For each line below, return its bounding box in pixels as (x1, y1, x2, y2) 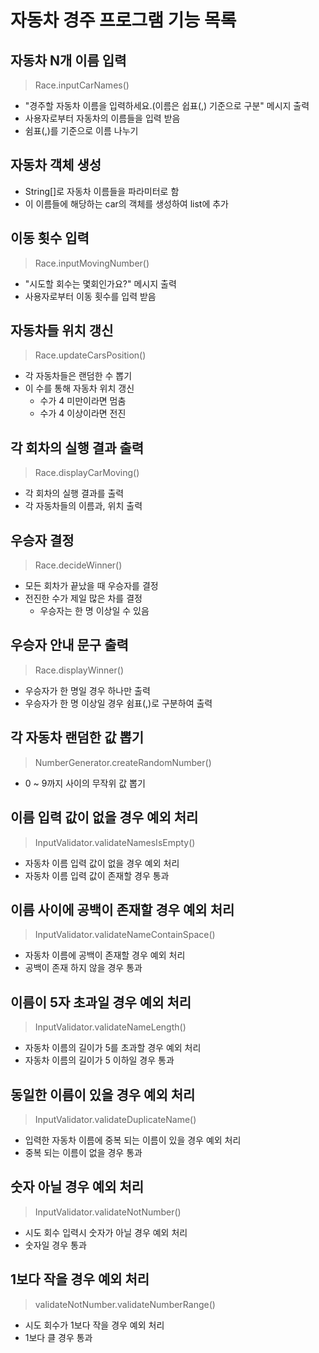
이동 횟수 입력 (10, 230, 90, 247)
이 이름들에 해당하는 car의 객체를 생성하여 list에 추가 (24, 197, 229, 210)
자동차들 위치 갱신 (10, 322, 114, 340)
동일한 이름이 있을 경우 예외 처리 (10, 1086, 196, 1103)
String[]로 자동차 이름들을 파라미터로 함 (24, 185, 180, 197)
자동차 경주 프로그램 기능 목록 (10, 9, 237, 32)
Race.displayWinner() (34, 664, 125, 676)
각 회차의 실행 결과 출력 (10, 439, 145, 456)
